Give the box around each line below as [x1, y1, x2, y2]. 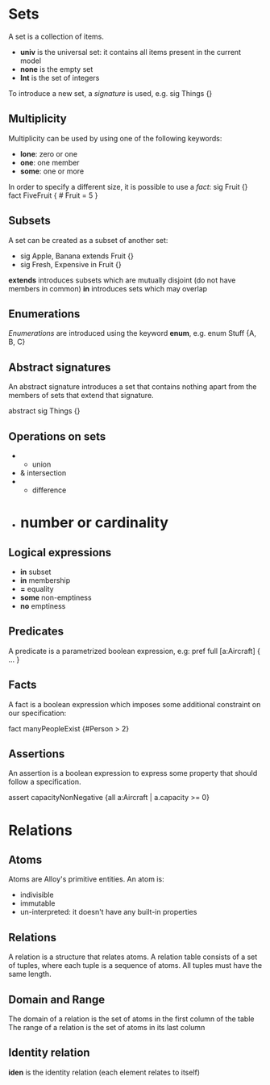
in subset [19, 567, 52, 576]
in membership [19, 576, 71, 585]
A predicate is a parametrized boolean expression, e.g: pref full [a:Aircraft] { [8, 646, 260, 656]
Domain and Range [8, 992, 106, 1006]
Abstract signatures [8, 360, 111, 374]
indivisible [19, 890, 54, 900]
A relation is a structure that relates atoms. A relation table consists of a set [8, 952, 258, 961]
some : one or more [19, 166, 85, 176]
